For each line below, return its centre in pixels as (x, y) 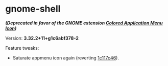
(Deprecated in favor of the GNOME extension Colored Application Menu (84, 23)
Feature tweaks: (22, 48)
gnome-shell (33, 9)
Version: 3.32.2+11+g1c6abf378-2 (42, 38)
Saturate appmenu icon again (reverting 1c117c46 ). (66, 58)
